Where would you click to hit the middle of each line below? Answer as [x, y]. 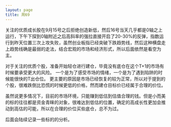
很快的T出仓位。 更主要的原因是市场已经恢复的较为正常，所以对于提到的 [90, 79]
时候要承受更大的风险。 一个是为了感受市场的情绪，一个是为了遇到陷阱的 [82, 72]
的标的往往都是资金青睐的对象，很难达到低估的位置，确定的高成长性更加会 [83, 102]
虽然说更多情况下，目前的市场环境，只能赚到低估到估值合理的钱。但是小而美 [85, 96]
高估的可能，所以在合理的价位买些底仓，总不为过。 [67, 108]
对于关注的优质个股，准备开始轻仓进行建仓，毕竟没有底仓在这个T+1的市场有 [85, 66]
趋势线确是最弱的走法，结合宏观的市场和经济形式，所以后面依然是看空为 [85, 49]
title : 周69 [18, 15]
